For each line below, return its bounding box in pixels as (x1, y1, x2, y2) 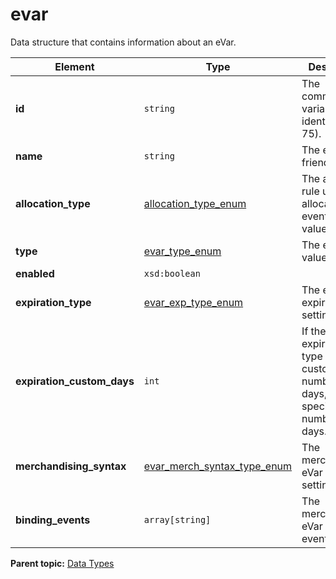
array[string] (143, 514, 212, 525)
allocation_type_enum (143, 196, 247, 210)
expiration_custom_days (15, 374, 135, 388)
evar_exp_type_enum (143, 295, 244, 309)
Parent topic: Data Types (10, 557, 115, 569)
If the (301, 324, 327, 338)
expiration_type (15, 295, 92, 309)
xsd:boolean (143, 268, 201, 279)
